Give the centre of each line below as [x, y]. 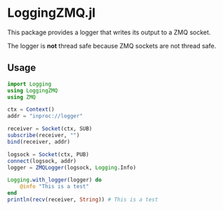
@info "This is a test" [55, 187]
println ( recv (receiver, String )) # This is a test [83, 199]
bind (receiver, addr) [39, 141]
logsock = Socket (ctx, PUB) [48, 154]
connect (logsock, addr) [42, 161]
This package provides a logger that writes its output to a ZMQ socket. [109, 32]
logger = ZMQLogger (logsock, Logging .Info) [72, 167]
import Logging [29, 84]
